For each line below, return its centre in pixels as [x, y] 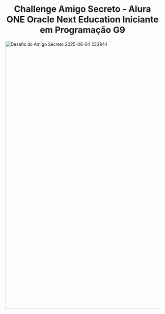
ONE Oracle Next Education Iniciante [82, 19]
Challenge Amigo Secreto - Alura [82, 9]
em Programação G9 [82, 30]
